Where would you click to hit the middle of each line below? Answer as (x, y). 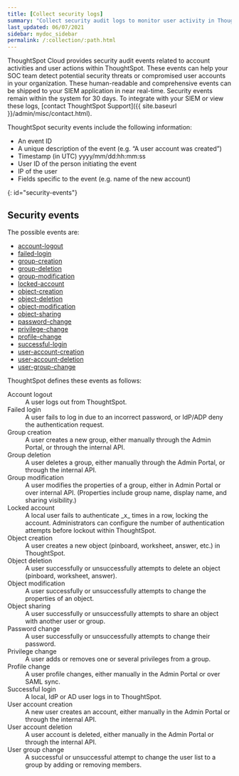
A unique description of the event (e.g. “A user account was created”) (120, 149)
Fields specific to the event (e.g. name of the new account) (104, 179)
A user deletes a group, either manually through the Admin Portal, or (125, 462)
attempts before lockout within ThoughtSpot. (91, 530)
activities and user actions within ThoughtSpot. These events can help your (118, 68)
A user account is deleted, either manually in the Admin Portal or (119, 734)
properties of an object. (60, 598)
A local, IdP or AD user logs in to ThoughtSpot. (94, 696)
